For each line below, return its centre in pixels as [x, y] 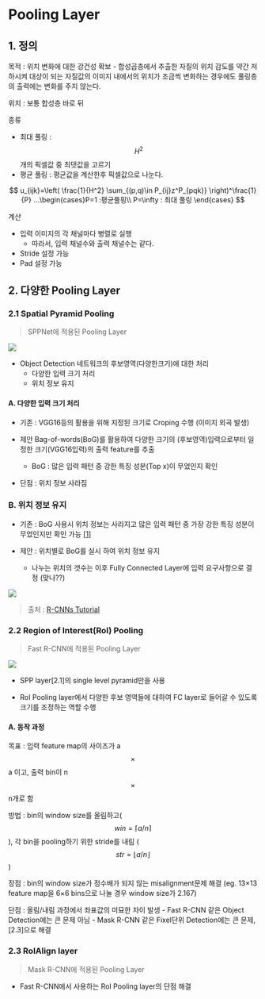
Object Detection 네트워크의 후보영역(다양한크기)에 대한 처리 [114, 363]
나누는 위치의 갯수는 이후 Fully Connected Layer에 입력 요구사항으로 [138, 567]
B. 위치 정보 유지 [38, 505]
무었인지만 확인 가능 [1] [55, 534]
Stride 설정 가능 [44, 253]
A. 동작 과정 [26, 727]
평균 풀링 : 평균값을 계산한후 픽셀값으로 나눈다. [91, 174]
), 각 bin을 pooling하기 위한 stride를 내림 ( [74, 842]
